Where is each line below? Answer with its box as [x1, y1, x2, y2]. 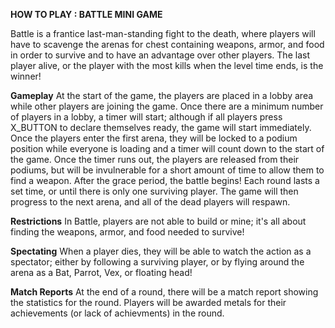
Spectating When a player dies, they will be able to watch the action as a [10, 245, 312, 257]
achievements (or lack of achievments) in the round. [10, 307, 225, 319]
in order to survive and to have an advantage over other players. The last [10, 49, 310, 61]
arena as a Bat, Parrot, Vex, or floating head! [10, 267, 193, 278]
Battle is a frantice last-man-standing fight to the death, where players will [10, 28, 316, 39]
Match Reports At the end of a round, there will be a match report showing [10, 286, 319, 298]
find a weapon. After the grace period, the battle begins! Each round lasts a [10, 175, 320, 186]
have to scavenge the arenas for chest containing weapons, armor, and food [10, 39, 325, 50]
